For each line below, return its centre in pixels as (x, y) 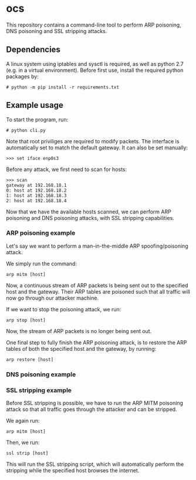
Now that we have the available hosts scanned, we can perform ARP (89, 212)
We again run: (23, 421)
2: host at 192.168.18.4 (36, 200)
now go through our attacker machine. (52, 298)
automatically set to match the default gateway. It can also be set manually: (97, 147)
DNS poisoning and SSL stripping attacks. (57, 31)
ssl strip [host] (27, 453)
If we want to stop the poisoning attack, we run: (64, 309)
